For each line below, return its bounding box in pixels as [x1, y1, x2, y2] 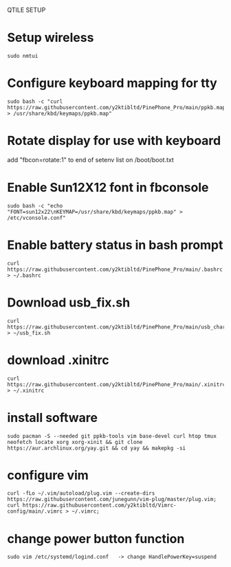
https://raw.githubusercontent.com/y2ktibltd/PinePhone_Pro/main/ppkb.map [7, 104, 226, 111]
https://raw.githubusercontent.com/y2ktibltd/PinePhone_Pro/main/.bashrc [7, 266, 223, 273]
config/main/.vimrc [7, 508, 63, 515]
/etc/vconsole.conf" [7, 214, 67, 221]
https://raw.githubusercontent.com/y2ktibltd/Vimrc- [22, 502, 177, 509]
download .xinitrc [7, 352, 109, 368]
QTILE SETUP [7, 6, 46, 14]
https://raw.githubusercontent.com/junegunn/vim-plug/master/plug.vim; [7, 496, 217, 503]
